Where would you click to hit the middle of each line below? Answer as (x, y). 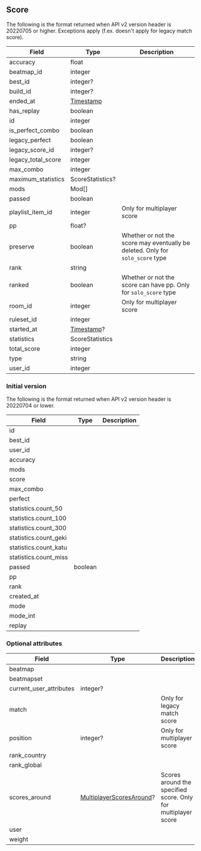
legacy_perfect (30, 140)
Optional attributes (34, 643)
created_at (24, 597)
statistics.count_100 (38, 519)
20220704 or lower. (31, 406)
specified (174, 790)
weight (19, 840)
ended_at (22, 101)
